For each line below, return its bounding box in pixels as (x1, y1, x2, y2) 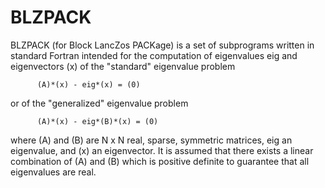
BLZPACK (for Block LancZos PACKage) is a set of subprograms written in (10, 39, 315, 51)
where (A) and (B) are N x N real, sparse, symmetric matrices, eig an (10, 134, 293, 146)
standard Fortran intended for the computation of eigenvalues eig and (10, 49, 298, 61)
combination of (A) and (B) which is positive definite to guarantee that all (10, 155, 310, 167)
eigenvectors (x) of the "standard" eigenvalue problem (10, 60, 236, 72)
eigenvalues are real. (10, 166, 97, 178)
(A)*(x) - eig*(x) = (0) (36, 79, 141, 90)
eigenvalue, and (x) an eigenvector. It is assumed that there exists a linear (10, 144, 314, 156)
